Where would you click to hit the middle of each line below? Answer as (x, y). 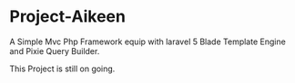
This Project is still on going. (62, 69)
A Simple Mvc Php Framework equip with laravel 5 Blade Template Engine (148, 41)
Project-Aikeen (67, 17)
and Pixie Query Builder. (55, 51)
